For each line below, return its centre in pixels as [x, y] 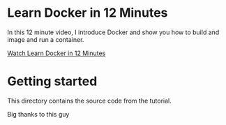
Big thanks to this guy [38, 114]
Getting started [52, 81]
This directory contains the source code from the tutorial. [90, 101]
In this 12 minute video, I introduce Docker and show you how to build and [113, 32]
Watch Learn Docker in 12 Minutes [56, 53]
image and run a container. [46, 39]
